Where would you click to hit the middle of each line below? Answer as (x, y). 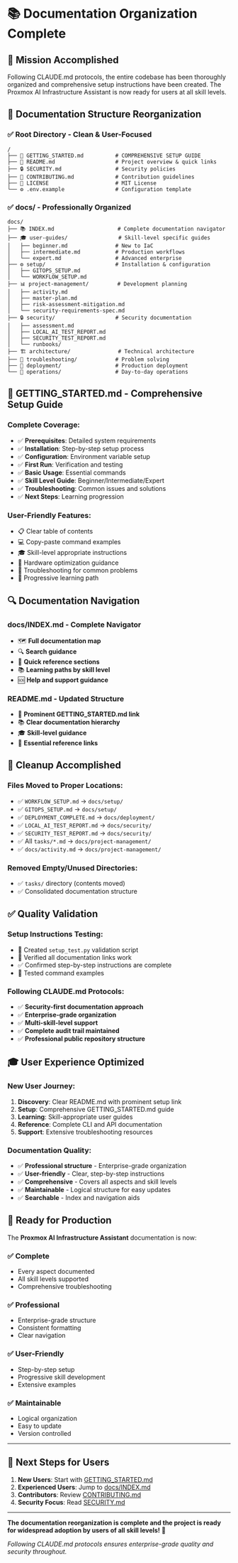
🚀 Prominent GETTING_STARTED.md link (79, 714)
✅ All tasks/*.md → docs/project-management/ (84, 841)
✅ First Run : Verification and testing (70, 464)
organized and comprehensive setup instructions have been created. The (114, 85)
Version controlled (44, 1433)
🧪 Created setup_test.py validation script (78, 950)
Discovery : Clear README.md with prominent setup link (100, 1101)
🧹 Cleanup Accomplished (64, 766)
